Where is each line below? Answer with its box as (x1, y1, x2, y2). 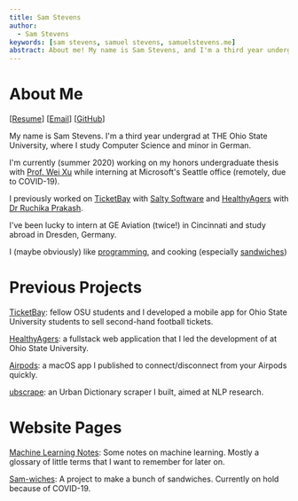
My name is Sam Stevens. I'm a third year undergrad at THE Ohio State (9, 130, 268, 142)
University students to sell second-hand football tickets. (9, 317, 214, 326)
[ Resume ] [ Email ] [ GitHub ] (9, 114, 106, 124)
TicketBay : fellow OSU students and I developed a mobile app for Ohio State (9, 307, 288, 317)
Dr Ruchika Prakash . (9, 203, 84, 214)
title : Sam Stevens (9, 12, 82, 22)
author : (9, 21, 38, 30)
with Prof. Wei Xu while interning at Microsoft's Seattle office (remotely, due (9, 167, 286, 177)
